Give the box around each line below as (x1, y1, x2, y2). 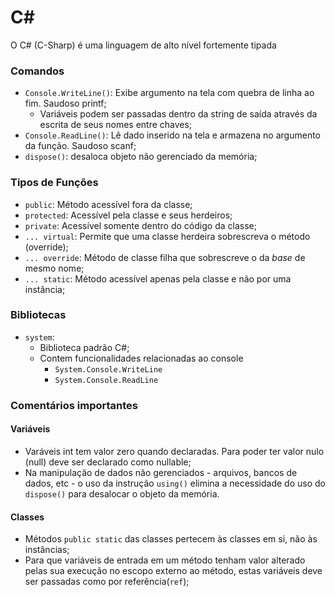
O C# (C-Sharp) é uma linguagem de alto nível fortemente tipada (10, 39, 277, 51)
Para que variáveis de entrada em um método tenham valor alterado (24, 554, 306, 566)
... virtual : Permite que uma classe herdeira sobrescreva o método (24, 230, 311, 242)
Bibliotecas (10, 308, 67, 322)
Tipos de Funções (10, 176, 99, 190)
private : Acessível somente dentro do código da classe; (24, 219, 257, 231)
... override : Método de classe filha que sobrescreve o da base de (24, 251, 306, 263)
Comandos (10, 64, 65, 78)
